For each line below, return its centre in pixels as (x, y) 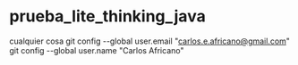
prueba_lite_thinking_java (107, 16)
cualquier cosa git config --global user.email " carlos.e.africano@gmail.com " (150, 41)
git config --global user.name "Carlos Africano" (97, 50)
